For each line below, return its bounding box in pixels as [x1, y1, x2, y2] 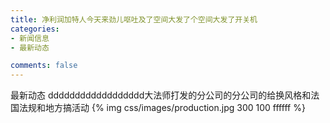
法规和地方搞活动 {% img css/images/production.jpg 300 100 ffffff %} [18, 102, 306, 114]
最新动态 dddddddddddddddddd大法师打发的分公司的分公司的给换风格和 [10, 89, 312, 101]
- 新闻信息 [10, 33, 50, 43]
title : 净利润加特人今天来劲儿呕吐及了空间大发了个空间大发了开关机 [10, 14, 258, 25]
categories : [10, 24, 60, 34]
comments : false [10, 61, 78, 71]
